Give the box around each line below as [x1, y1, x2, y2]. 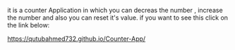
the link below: [7, 21, 50, 29]
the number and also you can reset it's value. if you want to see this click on [7, 13, 228, 22]
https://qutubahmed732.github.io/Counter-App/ [7, 35, 146, 43]
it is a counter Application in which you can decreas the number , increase [7, 6, 224, 14]
